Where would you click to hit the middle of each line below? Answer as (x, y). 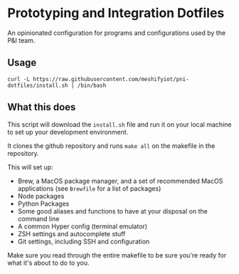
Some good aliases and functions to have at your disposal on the (112, 211)
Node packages (41, 196)
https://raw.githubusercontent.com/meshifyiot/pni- (111, 79)
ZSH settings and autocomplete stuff (71, 233)
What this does (42, 107)
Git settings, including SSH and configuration (84, 241)
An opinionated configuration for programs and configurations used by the (117, 33)
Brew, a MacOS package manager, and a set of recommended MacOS (120, 181)
